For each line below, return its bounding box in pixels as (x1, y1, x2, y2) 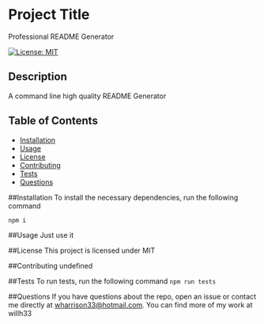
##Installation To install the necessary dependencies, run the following (8, 192, 239, 202)
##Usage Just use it (8, 230, 74, 239)
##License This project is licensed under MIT (8, 246, 156, 255)
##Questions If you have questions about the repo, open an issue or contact (8, 292, 257, 301)
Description (8, 70, 67, 84)
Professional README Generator (8, 32, 115, 41)
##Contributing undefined (8, 261, 93, 270)
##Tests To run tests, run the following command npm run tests (8, 276, 216, 286)
